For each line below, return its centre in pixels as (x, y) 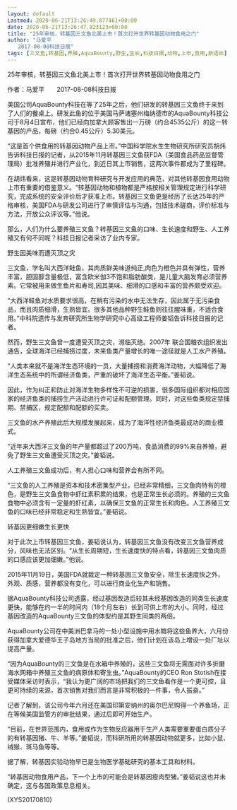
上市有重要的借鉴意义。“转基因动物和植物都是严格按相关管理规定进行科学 (114, 187)
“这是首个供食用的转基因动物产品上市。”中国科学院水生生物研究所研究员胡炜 (117, 146)
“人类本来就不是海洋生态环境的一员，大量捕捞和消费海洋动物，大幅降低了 (114, 365)
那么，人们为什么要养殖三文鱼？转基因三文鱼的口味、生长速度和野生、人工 (115, 229)
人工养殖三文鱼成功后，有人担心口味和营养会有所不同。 (87, 470)
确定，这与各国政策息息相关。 (50, 785)
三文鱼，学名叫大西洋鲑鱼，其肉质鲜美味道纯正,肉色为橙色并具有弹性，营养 (116, 268)
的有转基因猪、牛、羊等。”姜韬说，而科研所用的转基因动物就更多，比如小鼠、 (119, 738)
